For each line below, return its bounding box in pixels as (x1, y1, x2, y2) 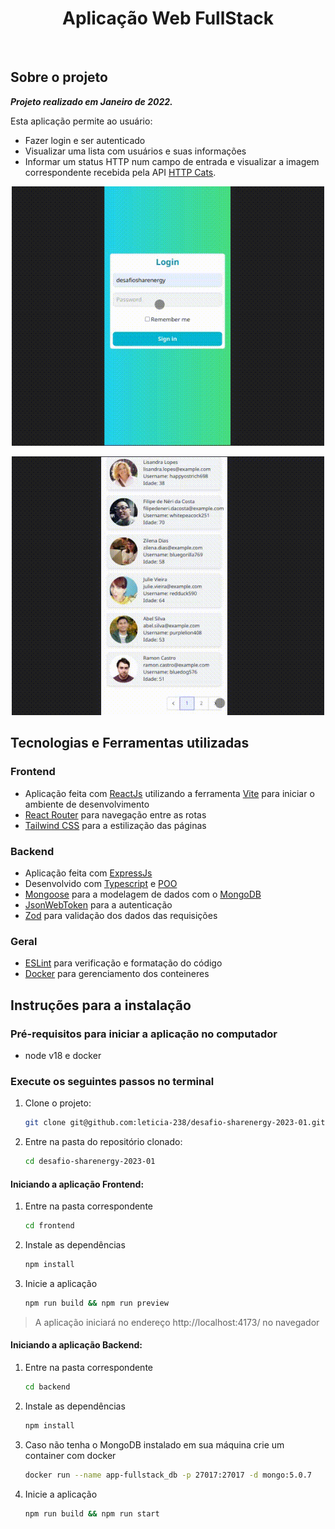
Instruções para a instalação (10, 997, 192, 1014)
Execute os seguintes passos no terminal (10, 1074, 215, 1088)
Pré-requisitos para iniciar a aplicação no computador (10, 1027, 278, 1041)
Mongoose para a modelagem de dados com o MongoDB (24, 888, 262, 901)
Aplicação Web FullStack (62, 7, 274, 30)
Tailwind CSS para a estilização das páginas (24, 819, 207, 831)
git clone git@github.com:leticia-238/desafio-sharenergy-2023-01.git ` (24, 1118, 330, 1128)
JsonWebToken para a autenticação (24, 899, 173, 911)
